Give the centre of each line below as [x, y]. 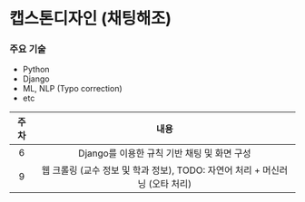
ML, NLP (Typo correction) [72, 89]
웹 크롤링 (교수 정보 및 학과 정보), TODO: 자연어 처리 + [151, 170]
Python [36, 70]
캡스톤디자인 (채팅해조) [91, 19]
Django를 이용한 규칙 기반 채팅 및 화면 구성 [165, 153]
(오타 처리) [170, 184]
